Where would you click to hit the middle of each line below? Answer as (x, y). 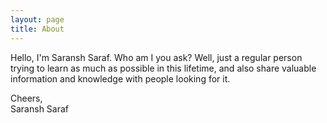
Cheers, (26, 98)
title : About (37, 29)
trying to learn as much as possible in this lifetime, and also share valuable (163, 68)
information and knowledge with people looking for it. (120, 78)
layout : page (37, 19)
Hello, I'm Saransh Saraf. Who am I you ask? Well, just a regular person (156, 57)
